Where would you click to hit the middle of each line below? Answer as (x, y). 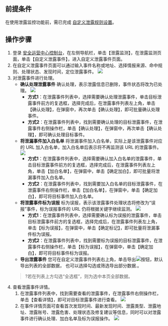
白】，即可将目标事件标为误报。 (60, 253)
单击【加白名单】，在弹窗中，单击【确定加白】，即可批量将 (96, 171)
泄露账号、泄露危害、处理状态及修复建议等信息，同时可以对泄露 (95, 312)
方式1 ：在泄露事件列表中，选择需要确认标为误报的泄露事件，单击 (95, 215)
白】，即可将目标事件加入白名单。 (62, 196)
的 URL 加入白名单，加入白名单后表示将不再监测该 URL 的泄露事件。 (91, 147)
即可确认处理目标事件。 (63, 135)
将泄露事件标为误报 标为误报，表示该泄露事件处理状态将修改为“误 (88, 203)
